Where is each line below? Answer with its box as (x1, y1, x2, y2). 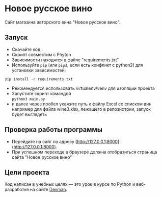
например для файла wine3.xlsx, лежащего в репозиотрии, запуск (11, 106, 151, 112)
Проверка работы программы (4, 125, 103, 134)
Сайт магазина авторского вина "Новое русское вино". (4, 19, 121, 25)
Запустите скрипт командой (11, 90, 72, 96)
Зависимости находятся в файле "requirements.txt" (11, 57, 119, 63)
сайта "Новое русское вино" (11, 154, 72, 160)
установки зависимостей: (11, 67, 66, 73)
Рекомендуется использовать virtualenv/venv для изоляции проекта (11, 85, 155, 91)
